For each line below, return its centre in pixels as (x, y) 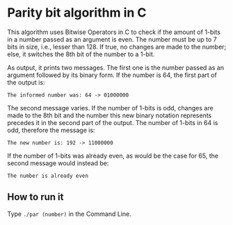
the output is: (26, 82)
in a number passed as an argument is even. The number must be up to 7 (112, 39)
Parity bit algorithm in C (77, 13)
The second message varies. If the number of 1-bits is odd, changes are (110, 108)
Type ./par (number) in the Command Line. (69, 214)
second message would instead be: (58, 163)
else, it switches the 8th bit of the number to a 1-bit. (81, 54)
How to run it (35, 197)
